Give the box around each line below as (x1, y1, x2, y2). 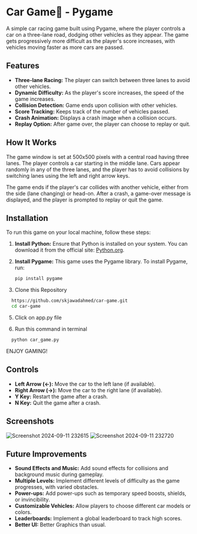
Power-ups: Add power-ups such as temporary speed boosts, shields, (14, 490, 187, 497)
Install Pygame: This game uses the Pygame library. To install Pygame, (14, 258, 188, 265)
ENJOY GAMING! (6, 347, 48, 354)
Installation (6, 213, 48, 223)
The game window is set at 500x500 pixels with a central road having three (6, 153, 189, 160)
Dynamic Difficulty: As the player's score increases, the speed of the (14, 89, 185, 96)
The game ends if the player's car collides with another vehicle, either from (6, 183, 189, 191)
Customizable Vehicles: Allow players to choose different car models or (14, 502, 191, 510)
